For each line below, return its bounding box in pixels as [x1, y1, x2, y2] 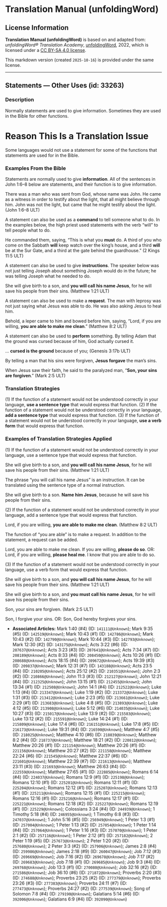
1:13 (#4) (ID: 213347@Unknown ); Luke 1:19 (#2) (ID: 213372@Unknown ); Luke [12, 689, 158, 695]
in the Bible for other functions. [5, 113, 69, 119]
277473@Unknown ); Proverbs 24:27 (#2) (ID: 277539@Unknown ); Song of [12, 885, 151, 892]
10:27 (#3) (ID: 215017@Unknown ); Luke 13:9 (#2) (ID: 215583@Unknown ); [12, 710, 152, 716]
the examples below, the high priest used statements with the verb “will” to [5, 222, 158, 228]
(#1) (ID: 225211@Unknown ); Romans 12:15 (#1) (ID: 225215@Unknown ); [12, 790, 146, 796]
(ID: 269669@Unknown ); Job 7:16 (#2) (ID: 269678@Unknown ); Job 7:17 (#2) [12, 854, 155, 860]
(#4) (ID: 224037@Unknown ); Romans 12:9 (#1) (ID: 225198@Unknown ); [12, 774, 145, 780]
